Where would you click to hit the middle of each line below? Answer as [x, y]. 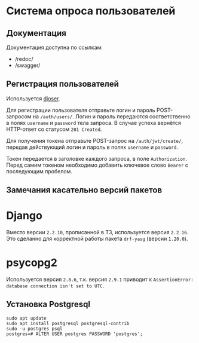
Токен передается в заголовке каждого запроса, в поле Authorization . [97, 158]
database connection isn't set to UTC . [55, 286]
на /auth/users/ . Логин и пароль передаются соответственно [111, 116]
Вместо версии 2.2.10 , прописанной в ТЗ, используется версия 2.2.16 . [97, 232]
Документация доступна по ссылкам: [55, 47]
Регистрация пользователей [63, 84]
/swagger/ [27, 65]
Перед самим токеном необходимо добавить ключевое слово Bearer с [97, 165]
